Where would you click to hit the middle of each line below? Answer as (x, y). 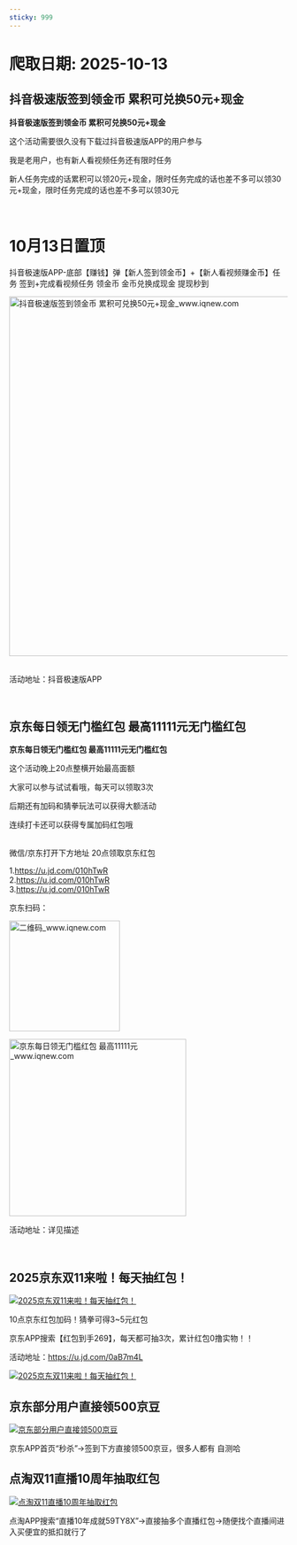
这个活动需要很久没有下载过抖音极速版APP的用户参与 (106, 141)
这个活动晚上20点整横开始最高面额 (72, 769)
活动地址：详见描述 (44, 1230)
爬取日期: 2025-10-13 (88, 64)
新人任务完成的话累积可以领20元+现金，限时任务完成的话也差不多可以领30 (145, 179)
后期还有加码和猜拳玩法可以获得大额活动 (83, 806)
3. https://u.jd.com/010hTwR (60, 890)
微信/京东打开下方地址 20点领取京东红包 (83, 853)
